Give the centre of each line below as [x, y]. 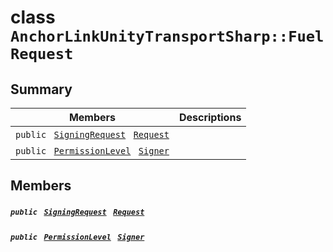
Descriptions [210, 117]
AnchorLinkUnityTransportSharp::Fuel [167, 36]
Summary [41, 89]
